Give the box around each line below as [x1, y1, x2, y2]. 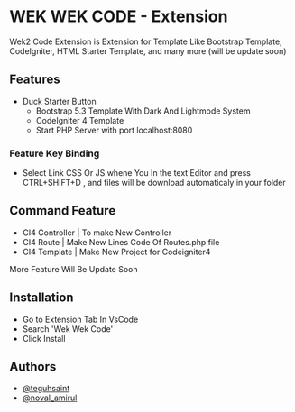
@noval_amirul [22, 392, 78, 403]
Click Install [22, 333, 66, 343]
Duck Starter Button [22, 96, 97, 106]
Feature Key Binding [9, 147, 100, 160]
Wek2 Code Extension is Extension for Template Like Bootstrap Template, [9, 36, 282, 47]
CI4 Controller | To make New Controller [22, 227, 172, 238]
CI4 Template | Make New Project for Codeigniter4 [22, 246, 211, 257]
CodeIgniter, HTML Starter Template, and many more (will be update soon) [9, 45, 287, 56]
